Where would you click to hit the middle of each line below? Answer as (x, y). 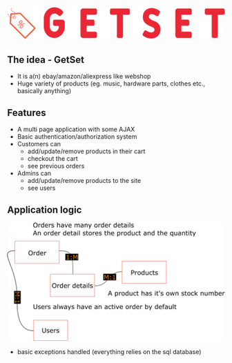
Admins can (34, 173)
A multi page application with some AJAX (76, 129)
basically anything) (44, 91)
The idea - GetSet (46, 60)
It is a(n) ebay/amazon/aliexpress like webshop (84, 77)
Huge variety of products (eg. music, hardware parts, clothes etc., (111, 84)
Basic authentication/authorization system (77, 137)
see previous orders (56, 166)
